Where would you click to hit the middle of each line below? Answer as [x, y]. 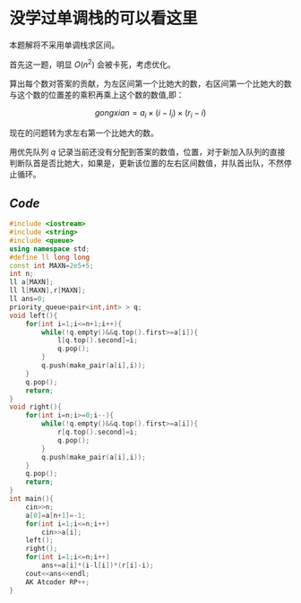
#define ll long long [50, 257]
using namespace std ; [50, 249]
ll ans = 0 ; [28, 299]
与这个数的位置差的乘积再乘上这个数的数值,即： [97, 94]
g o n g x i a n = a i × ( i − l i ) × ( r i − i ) [150, 113]
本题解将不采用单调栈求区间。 [64, 45]
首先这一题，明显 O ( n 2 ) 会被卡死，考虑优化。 [93, 64]
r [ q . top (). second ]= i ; [98, 432]
